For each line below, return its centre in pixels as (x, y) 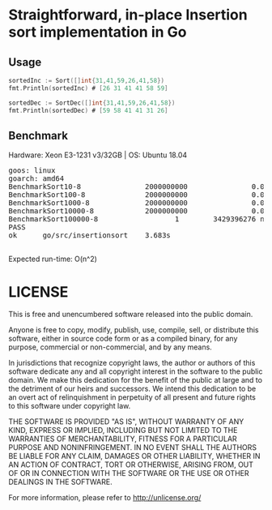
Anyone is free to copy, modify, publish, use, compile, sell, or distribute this (134, 330)
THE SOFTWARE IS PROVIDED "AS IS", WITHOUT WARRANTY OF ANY (126, 422)
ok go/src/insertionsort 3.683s (90, 236)
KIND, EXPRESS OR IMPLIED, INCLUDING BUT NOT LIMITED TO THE (123, 431)
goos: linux (32, 171)
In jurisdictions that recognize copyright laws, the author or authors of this (132, 363)
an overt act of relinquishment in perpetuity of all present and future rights (132, 397)
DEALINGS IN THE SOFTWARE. (60, 482)
